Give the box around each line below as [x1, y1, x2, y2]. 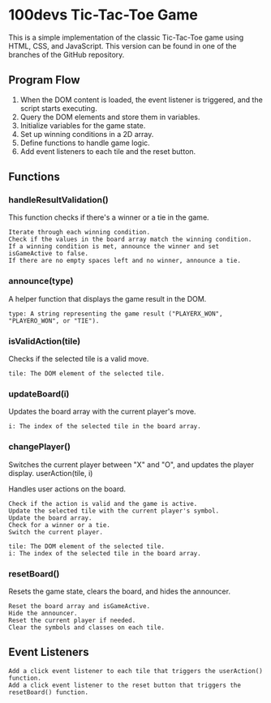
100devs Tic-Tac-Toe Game [8, 6, 199, 24]
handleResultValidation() [8, 195, 109, 206]
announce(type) [8, 276, 75, 287]
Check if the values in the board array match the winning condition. [8, 235, 252, 244]
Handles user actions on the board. [8, 484, 127, 494]
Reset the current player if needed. [8, 616, 136, 624]
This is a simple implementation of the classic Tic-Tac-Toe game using [8, 32, 244, 42]
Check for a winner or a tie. [8, 521, 111, 529]
